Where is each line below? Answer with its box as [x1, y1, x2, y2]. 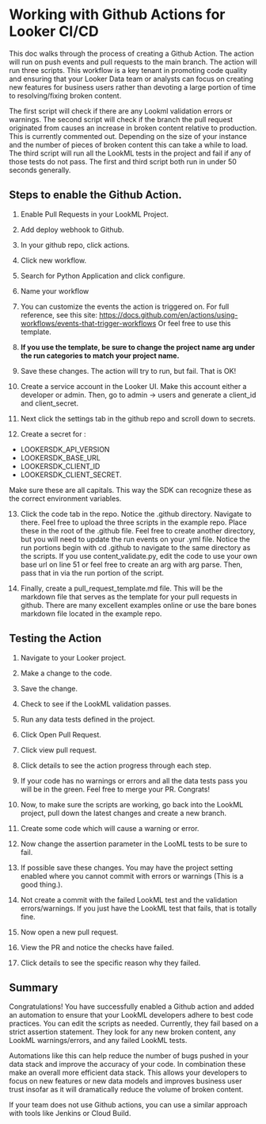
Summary [9, 980, 59, 994]
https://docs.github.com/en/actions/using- [99, 310, 238, 319]
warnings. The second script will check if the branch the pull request [9, 114, 234, 124]
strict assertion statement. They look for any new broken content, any [9, 1027, 237, 1037]
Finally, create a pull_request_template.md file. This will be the [20, 583, 223, 593]
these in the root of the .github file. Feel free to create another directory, [20, 525, 256, 535]
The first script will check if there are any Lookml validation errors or [9, 106, 233, 116]
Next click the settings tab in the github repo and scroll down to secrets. [20, 414, 256, 423]
